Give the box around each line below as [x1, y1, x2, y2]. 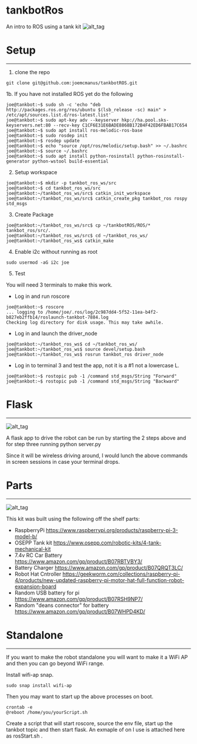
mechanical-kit [14, 545, 51, 552]
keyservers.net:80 [6, 122, 51, 128]
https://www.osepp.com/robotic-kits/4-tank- [53, 539, 162, 546]
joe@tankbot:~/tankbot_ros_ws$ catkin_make [6, 238, 114, 244]
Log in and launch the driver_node [14, 330, 98, 337]
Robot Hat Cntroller [14, 570, 62, 577]
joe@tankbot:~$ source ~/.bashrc [6, 148, 88, 154]
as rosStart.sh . [6, 732, 43, 739]
